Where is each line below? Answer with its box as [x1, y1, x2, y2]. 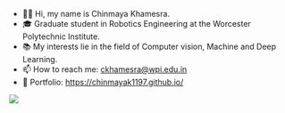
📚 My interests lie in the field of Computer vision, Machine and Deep [21, 41, 277, 52]
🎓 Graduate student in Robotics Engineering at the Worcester [21, 19, 252, 28]
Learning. [21, 54, 58, 64]
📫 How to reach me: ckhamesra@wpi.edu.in [21, 64, 188, 75]
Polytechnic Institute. [21, 31, 100, 42]
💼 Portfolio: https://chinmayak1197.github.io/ [21, 77, 184, 87]
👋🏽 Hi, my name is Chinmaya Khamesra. [21, 9, 171, 19]
